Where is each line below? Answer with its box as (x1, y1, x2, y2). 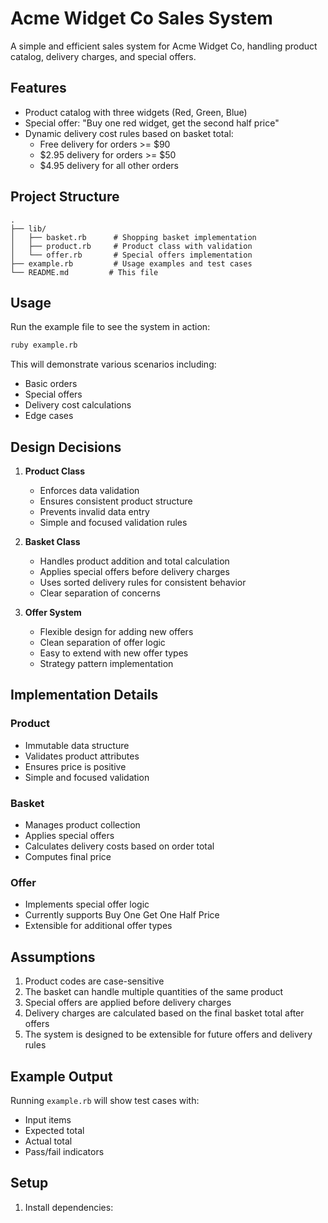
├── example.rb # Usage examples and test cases (10, 258, 253, 269)
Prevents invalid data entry (39, 506, 150, 518)
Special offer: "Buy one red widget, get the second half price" (24, 117, 280, 129)
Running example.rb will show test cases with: (10, 1094, 200, 1106)
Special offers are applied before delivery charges (24, 997, 232, 1009)
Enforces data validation (39, 485, 140, 497)
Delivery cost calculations (24, 399, 132, 411)
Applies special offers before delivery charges (39, 566, 230, 578)
